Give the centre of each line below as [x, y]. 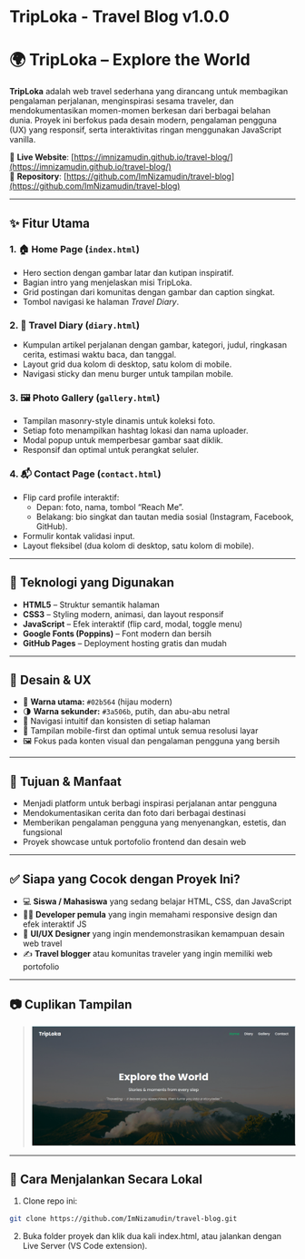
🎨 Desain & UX [51, 679]
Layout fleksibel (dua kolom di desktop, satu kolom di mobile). [138, 546]
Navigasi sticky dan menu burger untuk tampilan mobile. [128, 374]
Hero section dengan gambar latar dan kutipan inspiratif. [128, 272]
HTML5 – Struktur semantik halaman [91, 605]
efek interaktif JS [54, 924]
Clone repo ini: [50, 1201]
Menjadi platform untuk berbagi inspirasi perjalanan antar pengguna [150, 803]
